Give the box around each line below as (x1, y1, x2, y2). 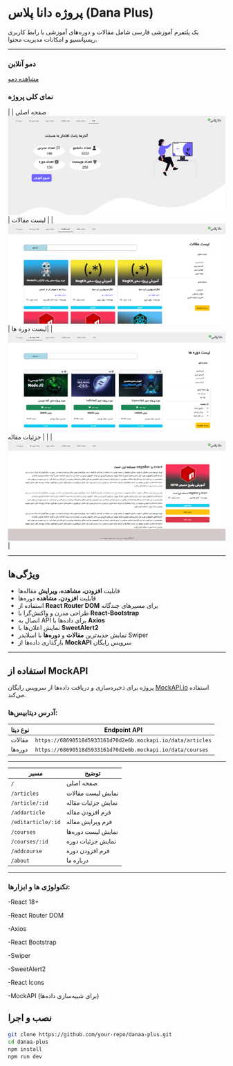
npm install (8, 1045, 42, 1053)
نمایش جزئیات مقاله (66, 798, 118, 807)
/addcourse (10, 848, 42, 855)
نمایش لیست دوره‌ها (66, 827, 118, 836)
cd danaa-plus (8, 1038, 49, 1045)
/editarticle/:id (10, 819, 61, 826)
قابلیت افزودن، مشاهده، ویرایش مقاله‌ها (17, 587, 120, 595)
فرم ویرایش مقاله (66, 818, 113, 826)
